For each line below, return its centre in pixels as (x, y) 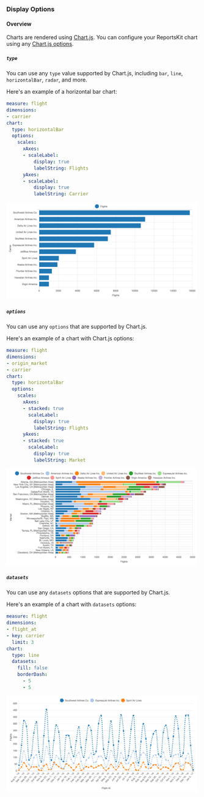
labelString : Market (60, 460)
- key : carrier (26, 635)
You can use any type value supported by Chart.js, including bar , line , (95, 73)
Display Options (31, 9)
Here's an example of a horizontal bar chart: (62, 92)
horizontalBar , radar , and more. (47, 80)
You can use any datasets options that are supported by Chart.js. (88, 593)
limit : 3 (23, 642)
